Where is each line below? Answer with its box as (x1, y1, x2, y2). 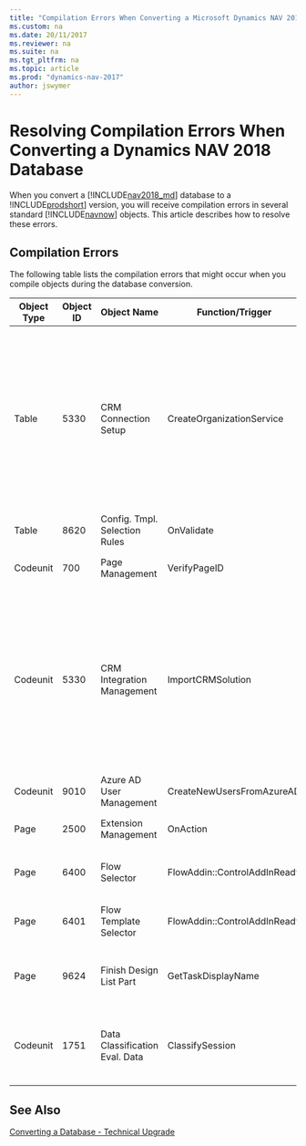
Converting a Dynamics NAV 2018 (9, 139, 271, 160)
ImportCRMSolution (167, 674, 252, 687)
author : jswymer (9, 81, 71, 90)
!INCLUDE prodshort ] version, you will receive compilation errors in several (9, 199, 289, 210)
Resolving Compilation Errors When (9, 120, 285, 141)
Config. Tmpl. (100, 512, 158, 525)
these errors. (9, 218, 58, 229)
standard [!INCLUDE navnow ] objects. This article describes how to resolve (9, 209, 291, 220)
